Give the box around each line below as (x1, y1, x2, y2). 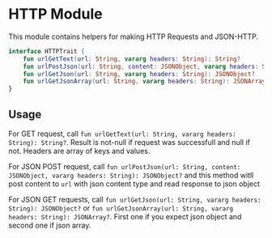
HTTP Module (8, 5, 103, 23)
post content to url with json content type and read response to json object (8, 179, 261, 189)
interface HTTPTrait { (8, 47, 85, 55)
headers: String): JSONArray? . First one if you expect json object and (8, 212, 242, 221)
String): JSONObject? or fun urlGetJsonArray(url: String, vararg (8, 203, 233, 213)
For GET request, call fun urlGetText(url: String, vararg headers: (8, 129, 236, 138)
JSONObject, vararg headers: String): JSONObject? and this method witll (8, 171, 254, 180)
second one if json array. (8, 220, 91, 230)
